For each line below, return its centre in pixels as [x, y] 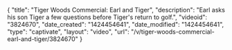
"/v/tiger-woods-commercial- [172, 32]
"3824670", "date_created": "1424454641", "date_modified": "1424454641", [116, 24]
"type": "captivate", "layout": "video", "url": [68, 32]
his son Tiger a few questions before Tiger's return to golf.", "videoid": [107, 17]
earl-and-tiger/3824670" [43, 39]
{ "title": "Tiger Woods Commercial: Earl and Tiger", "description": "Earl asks [116, 10]
